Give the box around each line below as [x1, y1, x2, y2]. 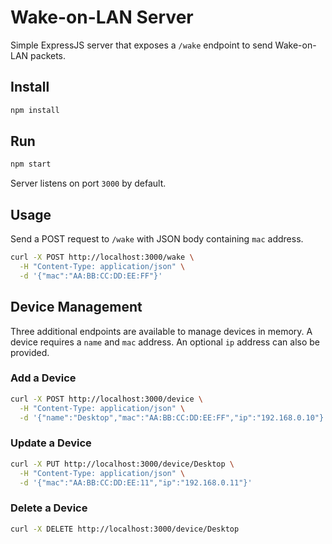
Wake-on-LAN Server [10, 6, 194, 29]
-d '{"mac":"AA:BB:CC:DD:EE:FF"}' [19, 271, 163, 281]
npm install [10, 105, 60, 115]
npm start [10, 159, 52, 170]
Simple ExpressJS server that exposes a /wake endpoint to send [10, 39, 273, 51]
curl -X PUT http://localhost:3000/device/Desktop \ [10, 459, 235, 469]
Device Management [10, 299, 143, 316]
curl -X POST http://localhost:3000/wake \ [10, 252, 195, 263]
